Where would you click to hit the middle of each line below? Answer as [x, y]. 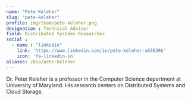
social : [17, 39]
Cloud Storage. [25, 91]
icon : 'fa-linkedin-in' [46, 56]
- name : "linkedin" [37, 45]
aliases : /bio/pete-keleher [41, 62]
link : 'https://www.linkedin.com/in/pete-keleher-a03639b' [92, 51]
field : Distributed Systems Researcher [56, 34]
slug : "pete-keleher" [33, 17]
